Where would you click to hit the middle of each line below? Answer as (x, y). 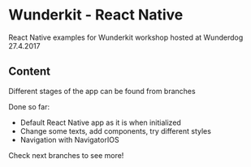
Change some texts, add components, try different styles (115, 131)
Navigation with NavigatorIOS (69, 139)
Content (30, 72)
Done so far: (29, 106)
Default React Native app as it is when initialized (100, 122)
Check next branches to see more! (66, 155)
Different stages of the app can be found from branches (102, 91)
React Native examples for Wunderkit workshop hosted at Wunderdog (126, 37)
